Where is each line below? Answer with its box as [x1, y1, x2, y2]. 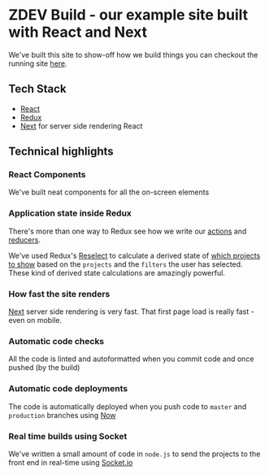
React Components [8, 169, 86, 181]
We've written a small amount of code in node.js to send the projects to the [8, 449, 261, 459]
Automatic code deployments [8, 383, 128, 394]
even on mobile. [8, 316, 63, 325]
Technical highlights [8, 145, 114, 159]
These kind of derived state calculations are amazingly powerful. [8, 268, 226, 277]
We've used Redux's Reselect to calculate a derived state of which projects [8, 251, 261, 260]
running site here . [8, 59, 67, 68]
